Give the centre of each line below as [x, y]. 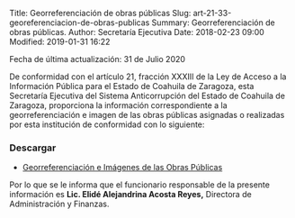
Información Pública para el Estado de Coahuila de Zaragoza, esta [132, 86]
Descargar [33, 148]
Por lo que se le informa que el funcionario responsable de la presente [139, 185]
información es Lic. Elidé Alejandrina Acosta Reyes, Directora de [130, 195]
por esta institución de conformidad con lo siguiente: [107, 124]
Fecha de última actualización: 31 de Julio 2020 [98, 59]
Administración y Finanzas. [59, 204]
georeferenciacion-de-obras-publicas [80, 23]
